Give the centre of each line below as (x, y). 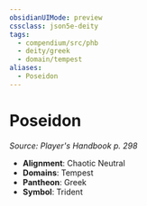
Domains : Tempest (58, 173)
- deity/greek (44, 51)
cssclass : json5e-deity (54, 26)
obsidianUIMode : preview (56, 18)
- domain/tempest (50, 59)
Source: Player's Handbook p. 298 (73, 146)
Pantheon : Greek (55, 182)
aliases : (26, 68)
